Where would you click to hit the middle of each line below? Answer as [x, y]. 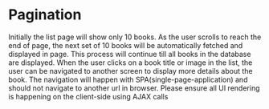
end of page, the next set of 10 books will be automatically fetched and [126, 45]
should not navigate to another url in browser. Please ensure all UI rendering [134, 88]
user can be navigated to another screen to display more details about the [130, 71]
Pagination [45, 15]
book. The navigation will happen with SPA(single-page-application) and [128, 79]
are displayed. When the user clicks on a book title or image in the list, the [130, 63]
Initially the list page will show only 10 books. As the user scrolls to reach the [135, 37]
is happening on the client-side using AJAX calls [88, 96]
